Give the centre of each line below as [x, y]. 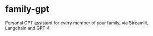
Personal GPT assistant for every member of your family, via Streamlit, [77, 23]
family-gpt [27, 9]
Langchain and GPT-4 [27, 28]
